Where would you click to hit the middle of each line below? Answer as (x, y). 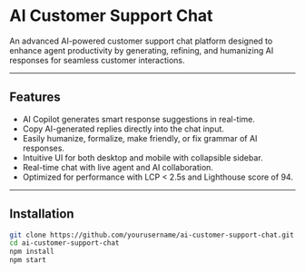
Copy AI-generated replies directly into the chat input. (123, 129)
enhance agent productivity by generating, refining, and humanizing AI (142, 50)
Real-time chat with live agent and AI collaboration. (118, 167)
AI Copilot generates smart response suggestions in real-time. (139, 119)
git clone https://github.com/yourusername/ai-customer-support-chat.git (152, 235)
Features (35, 97)
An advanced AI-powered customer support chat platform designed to (141, 41)
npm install (32, 252)
